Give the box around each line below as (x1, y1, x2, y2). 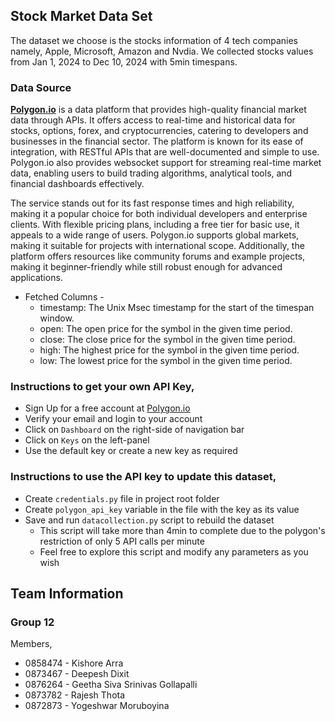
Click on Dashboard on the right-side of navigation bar (24, 424, 245, 436)
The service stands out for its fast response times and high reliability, (10, 197, 295, 209)
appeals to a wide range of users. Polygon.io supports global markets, (10, 229, 300, 241)
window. (39, 312, 75, 324)
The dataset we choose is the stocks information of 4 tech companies (10, 34, 298, 46)
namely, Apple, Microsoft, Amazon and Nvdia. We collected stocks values (10, 45, 314, 57)
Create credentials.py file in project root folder (24, 492, 220, 504)
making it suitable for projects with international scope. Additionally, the (10, 240, 305, 252)
